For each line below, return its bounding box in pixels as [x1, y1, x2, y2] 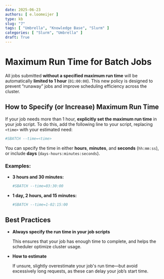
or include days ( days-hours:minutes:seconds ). [5, 150, 100, 156]
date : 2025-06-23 [5, 7, 41, 12]
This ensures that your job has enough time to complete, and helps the [12, 238, 157, 244]
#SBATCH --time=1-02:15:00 [12, 202, 68, 207]
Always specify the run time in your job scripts [12, 229, 110, 235]
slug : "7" [5, 21, 26, 26]
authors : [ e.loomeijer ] [5, 12, 58, 17]
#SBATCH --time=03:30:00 [12, 183, 64, 188]
